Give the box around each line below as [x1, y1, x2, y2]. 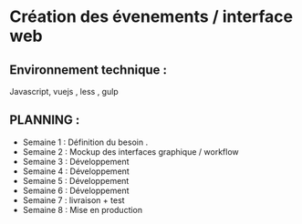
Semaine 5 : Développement [22, 175, 130, 186]
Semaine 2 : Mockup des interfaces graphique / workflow [22, 146, 239, 157]
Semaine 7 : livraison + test [22, 194, 125, 206]
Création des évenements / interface [9, 6, 294, 27]
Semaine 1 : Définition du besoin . [22, 137, 149, 148]
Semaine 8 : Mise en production [22, 204, 143, 215]
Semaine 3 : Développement [22, 156, 130, 167]
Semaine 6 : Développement [22, 185, 130, 196]
